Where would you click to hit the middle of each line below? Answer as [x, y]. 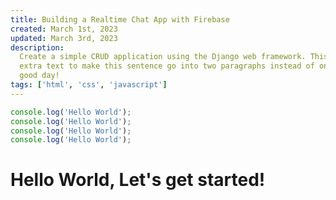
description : [37, 47]
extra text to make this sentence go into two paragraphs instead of [167, 66]
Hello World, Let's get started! [138, 180]
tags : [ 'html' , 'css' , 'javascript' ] [89, 85]
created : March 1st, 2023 [64, 29]
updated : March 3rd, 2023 [64, 38]
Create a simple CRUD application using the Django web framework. [163, 57]
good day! [39, 76]
